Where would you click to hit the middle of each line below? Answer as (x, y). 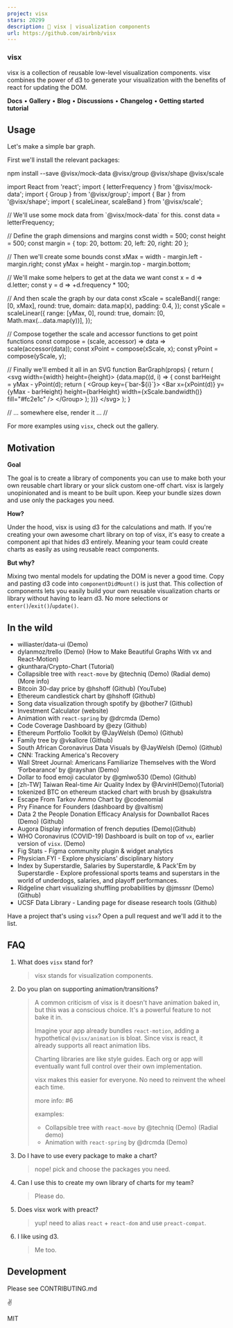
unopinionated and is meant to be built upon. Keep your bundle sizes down (114, 493)
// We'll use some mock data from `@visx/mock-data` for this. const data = (114, 215)
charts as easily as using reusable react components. (83, 549)
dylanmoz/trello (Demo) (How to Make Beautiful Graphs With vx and (114, 651)
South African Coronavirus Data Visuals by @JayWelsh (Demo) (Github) (120, 747)
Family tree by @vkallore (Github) (65, 740)
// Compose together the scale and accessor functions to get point (103, 334)
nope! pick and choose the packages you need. (103, 1169)
